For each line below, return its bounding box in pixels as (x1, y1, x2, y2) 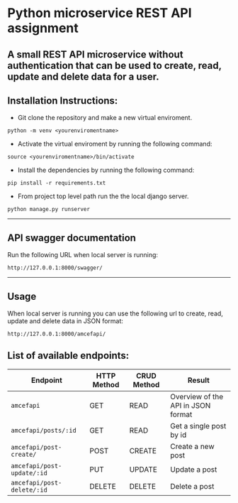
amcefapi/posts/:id (11, 426, 76, 434)
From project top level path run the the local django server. (17, 192, 189, 200)
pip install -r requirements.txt (7, 180, 106, 187)
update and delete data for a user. (7, 70, 159, 82)
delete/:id (11, 485, 47, 494)
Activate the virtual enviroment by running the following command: (17, 140, 212, 148)
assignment (7, 20, 79, 36)
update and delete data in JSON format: (7, 317, 124, 325)
